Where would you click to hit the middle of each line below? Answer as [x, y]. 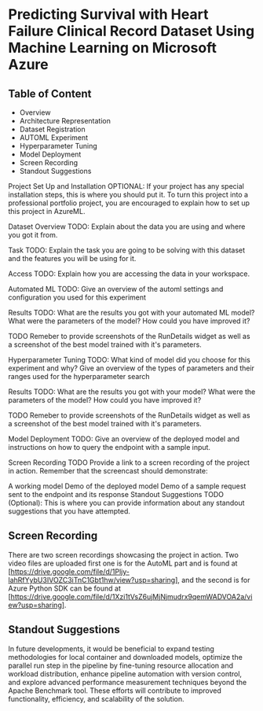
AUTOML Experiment [54, 138]
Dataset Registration [53, 129]
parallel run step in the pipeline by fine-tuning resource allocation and [121, 665]
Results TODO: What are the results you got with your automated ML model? [131, 313]
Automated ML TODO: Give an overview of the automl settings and [116, 289]
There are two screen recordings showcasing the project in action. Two [124, 554]
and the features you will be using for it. [72, 258]
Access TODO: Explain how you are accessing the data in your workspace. [129, 274]
